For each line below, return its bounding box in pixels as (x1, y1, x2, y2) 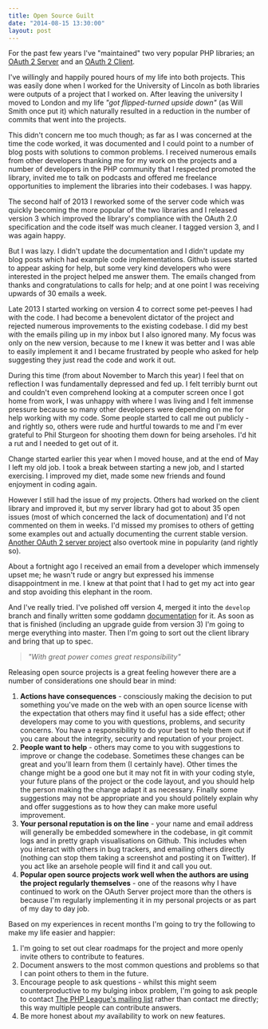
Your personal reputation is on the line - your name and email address (19, 819, 254, 828)
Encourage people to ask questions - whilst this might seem (19, 977, 217, 987)
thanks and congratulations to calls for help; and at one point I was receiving (8, 281, 260, 290)
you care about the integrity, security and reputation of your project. (19, 734, 244, 744)
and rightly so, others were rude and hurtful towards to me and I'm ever (8, 421, 243, 432)
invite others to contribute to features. (19, 952, 145, 962)
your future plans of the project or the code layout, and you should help (19, 776, 255, 786)
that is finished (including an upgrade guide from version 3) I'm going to (8, 620, 245, 629)
